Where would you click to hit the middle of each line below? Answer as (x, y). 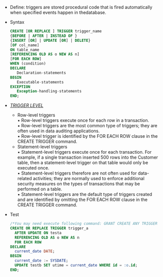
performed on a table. (40, 189)
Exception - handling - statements (49, 92)
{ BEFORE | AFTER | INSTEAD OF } (43, 36)
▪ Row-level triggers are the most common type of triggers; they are (87, 126)
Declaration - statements (41, 73)
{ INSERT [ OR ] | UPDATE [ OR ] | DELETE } (50, 40)
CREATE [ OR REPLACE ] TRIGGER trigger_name (56, 31)
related (25, 179)
